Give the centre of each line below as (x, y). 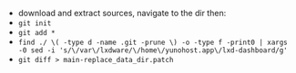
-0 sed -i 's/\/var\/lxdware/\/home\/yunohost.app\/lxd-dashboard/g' (153, 50)
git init (35, 23)
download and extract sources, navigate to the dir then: (122, 13)
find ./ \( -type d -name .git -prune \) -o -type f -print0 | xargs (153, 42)
